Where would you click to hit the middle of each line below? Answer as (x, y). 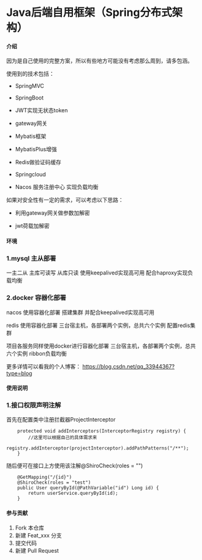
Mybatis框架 (31, 136)
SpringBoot (29, 98)
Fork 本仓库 (30, 528)
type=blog (19, 373)
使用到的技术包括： (30, 74)
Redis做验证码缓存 (38, 162)
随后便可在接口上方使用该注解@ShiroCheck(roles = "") (75, 466)
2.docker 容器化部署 (36, 298)
